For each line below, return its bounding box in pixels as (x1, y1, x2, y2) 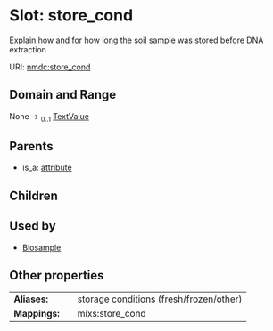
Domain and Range (9, 87, 117, 102)
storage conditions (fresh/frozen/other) (77, 293, 243, 305)
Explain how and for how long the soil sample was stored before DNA (9, 35, 264, 45)
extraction (9, 44, 47, 54)
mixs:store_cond (77, 308, 146, 320)
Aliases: (13, 293, 49, 305)
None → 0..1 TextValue (9, 110, 89, 124)
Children (9, 188, 58, 203)
